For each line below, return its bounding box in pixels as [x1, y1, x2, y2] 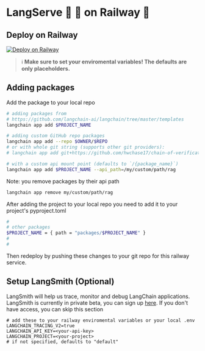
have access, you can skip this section [6, 305, 104, 313]
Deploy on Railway [6, 30, 78, 40]
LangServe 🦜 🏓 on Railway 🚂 [6, 5, 150, 19]
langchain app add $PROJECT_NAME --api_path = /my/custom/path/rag [6, 166, 176, 172]
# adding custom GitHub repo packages [6, 133, 105, 139]
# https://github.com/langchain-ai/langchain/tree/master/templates [6, 116, 184, 122]
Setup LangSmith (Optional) [6, 277, 115, 287]
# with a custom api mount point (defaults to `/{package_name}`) [6, 161, 179, 167]
